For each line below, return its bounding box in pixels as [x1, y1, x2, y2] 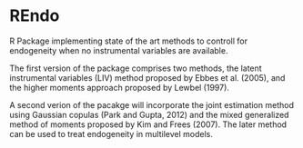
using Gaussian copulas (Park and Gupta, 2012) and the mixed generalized [9, 109, 289, 120]
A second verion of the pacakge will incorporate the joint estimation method [9, 99, 294, 110]
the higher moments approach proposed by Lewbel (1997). [9, 82, 230, 93]
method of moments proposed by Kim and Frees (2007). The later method [9, 119, 288, 130]
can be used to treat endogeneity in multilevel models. [9, 128, 214, 139]
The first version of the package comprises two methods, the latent [9, 63, 262, 74]
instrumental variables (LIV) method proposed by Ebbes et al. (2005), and [9, 72, 286, 83]
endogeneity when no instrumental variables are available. [9, 44, 228, 55]
